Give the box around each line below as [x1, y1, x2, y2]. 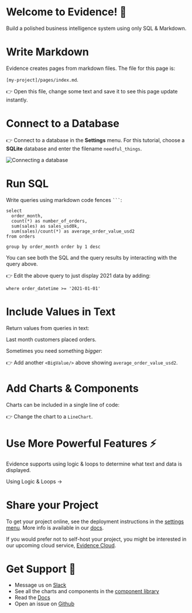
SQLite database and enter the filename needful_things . [6, 145, 142, 152]
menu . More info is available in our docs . [6, 524, 104, 531]
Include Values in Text [6, 305, 116, 318]
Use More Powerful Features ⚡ [6, 437, 157, 450]
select [6, 208, 22, 214]
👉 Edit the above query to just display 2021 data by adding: [6, 272, 151, 279]
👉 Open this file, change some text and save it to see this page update [6, 87, 178, 95]
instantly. [6, 96, 28, 103]
